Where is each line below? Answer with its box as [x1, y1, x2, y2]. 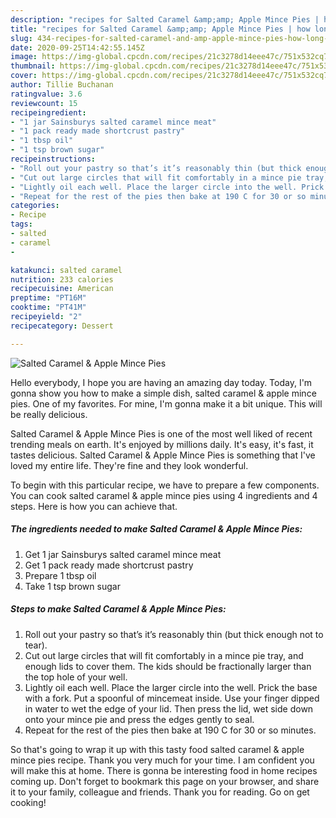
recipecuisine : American [10, 284, 114, 294]
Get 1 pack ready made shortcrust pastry [24, 559, 194, 571]
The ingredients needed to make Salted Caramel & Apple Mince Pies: [10, 523, 303, 535]
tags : [10, 219, 33, 230]
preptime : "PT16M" [10, 293, 87, 303]
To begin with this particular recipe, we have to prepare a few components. [10, 479, 320, 491]
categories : [10, 201, 60, 211]
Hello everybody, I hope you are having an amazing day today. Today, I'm [10, 376, 313, 388]
